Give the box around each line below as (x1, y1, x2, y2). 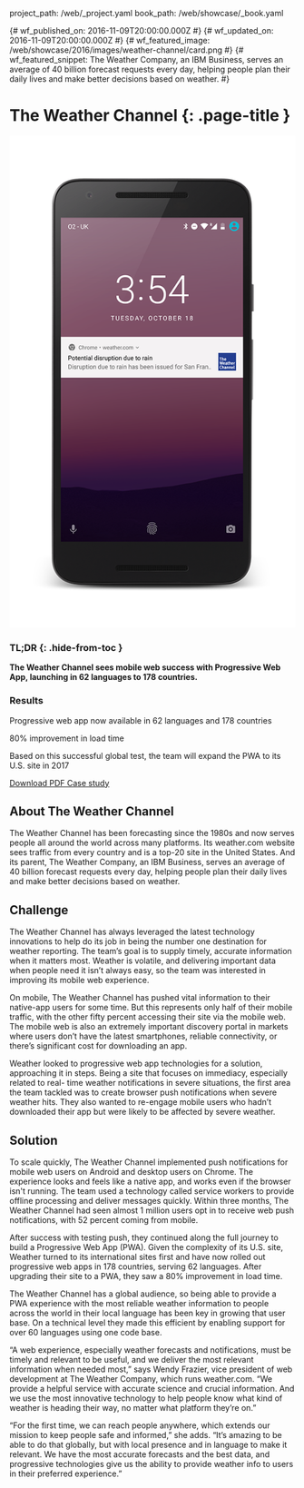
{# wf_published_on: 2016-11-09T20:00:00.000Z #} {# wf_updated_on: (9, 25, 274, 35)
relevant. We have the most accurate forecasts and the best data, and (9, 1448, 270, 1460)
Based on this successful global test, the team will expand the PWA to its (9, 750, 281, 761)
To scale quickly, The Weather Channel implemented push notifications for (9, 1157, 289, 1168)
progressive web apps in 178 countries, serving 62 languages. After (9, 1261, 262, 1272)
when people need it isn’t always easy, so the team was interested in (9, 965, 266, 976)
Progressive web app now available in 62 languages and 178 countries (9, 714, 272, 725)
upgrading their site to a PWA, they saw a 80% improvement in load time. (9, 1270, 283, 1281)
